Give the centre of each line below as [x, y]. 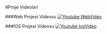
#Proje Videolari [22, 7]
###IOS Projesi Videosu [30, 26]
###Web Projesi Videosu [31, 17]
